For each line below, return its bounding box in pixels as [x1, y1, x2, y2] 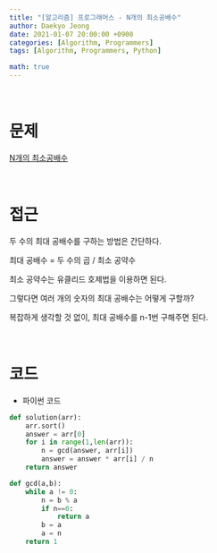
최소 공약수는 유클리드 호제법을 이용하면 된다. [9, 274, 167, 285]
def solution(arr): [9, 413, 82, 421]
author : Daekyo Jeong [9, 21, 90, 30]
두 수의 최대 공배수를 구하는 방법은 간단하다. [9, 235, 163, 246]
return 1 [25, 538, 58, 547]
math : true [9, 63, 50, 72]
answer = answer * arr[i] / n [41, 455, 154, 464]
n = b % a [41, 496, 78, 505]
